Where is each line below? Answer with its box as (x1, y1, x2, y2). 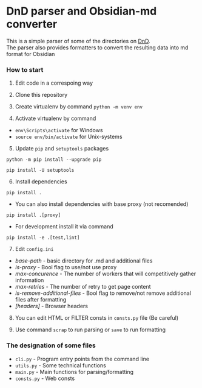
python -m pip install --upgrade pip (6, 157, 102, 163)
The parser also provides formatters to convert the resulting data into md (6, 44, 189, 51)
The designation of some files (6, 341, 96, 350)
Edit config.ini (15, 245, 54, 253)
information (15, 277, 44, 284)
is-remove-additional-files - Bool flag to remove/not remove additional (15, 289, 191, 297)
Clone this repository (15, 91, 68, 99)
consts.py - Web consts (15, 375, 75, 382)
